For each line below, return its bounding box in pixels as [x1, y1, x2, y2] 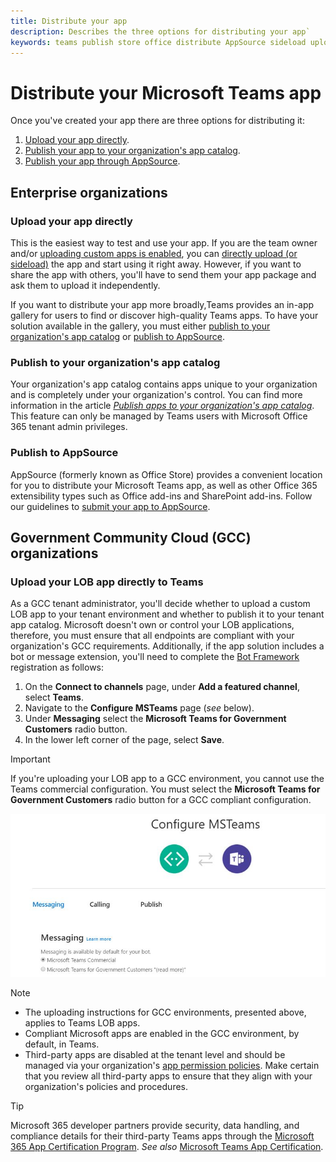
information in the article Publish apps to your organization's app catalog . [10, 400, 315, 412]
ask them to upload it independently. [10, 280, 161, 291]
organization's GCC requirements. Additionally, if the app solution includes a [10, 640, 325, 652]
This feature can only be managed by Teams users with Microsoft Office [10, 410, 308, 422]
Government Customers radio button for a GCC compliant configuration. [10, 794, 312, 806]
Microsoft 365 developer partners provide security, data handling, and [10, 1119, 300, 1131]
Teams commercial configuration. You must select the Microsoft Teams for [10, 783, 321, 795]
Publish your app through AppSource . [24, 155, 181, 167]
